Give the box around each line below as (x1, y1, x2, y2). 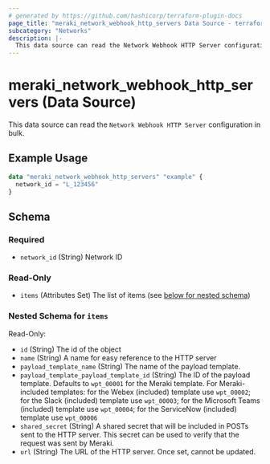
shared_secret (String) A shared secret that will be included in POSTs (19, 421, 249, 430)
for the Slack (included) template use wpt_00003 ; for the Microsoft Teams (19, 395, 260, 405)
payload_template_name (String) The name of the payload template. (19, 361, 241, 371)
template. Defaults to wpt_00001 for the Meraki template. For (19, 378, 218, 388)
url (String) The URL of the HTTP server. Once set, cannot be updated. (19, 446, 256, 456)
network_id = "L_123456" (15, 180, 99, 189)
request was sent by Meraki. (19, 438, 115, 448)
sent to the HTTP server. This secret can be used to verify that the (19, 429, 239, 439)
